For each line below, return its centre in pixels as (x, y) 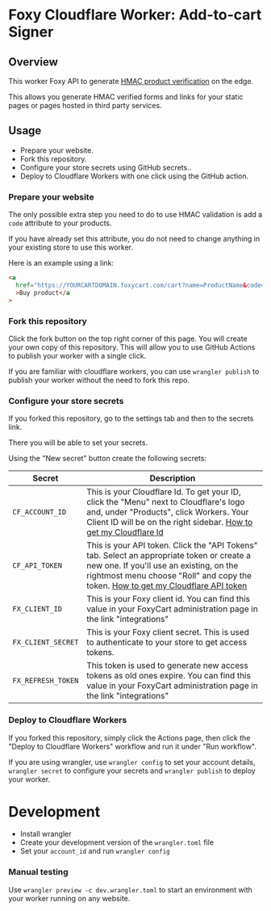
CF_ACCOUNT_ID (40, 512)
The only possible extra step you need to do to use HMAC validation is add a (135, 215)
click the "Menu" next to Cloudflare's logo (165, 502)
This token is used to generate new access (167, 665)
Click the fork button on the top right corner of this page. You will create (128, 338)
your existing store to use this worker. (71, 247)
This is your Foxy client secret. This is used (168, 632)
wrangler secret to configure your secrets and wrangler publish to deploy (132, 770)
